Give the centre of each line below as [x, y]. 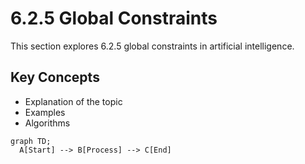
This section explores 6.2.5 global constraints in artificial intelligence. [152, 46]
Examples [45, 112]
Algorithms [47, 123]
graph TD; [31, 141]
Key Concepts [55, 77]
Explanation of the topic [73, 101]
